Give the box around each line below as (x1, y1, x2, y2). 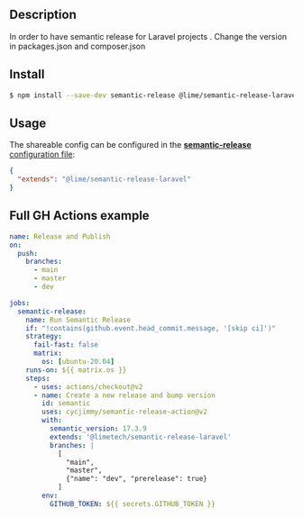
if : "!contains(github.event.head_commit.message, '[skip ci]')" (25, 323, 277, 332)
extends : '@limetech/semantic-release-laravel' (49, 432, 232, 441)
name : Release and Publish (9, 231, 111, 241)
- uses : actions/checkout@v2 (32, 382, 143, 391)
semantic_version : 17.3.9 (49, 424, 147, 433)
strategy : (25, 332, 63, 341)
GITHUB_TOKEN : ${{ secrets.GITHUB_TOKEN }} (49, 499, 216, 508)
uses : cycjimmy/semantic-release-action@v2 (41, 407, 207, 417)
